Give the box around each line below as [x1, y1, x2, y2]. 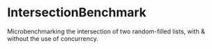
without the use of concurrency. [7, 34, 99, 42]
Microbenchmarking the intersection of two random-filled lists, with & [7, 27, 206, 35]
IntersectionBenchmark [7, 5, 147, 20]
